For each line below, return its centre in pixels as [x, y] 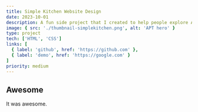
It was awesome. [27, 104]
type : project [24, 33]
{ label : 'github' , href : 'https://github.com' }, [75, 50]
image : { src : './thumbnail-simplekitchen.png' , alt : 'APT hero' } [91, 28]
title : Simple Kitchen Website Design [54, 11]
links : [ [17, 45]
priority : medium [27, 66]
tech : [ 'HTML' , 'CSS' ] [34, 39]
